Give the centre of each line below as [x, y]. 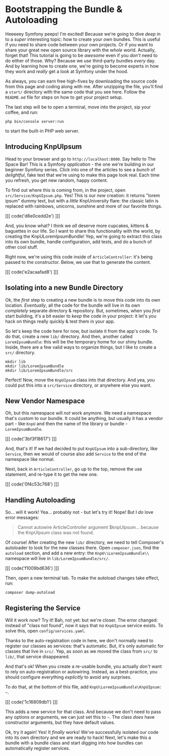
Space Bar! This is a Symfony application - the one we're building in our [80, 164]
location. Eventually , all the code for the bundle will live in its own [73, 305]
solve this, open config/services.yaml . [46, 631]
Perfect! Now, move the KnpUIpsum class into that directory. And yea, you [80, 380]
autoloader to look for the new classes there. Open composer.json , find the [82, 548]
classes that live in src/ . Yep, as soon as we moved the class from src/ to [81, 651]
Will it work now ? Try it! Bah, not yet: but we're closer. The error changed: [81, 620]
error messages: [22, 518]
